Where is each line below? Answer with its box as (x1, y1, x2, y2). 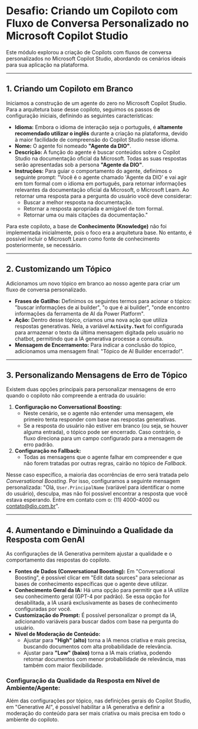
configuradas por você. (14, 606, 72, 613)
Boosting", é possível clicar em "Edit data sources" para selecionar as (14, 574, 184, 582)
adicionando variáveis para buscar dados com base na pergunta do (14, 618, 179, 625)
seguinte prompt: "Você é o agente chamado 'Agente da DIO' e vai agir (14, 173, 187, 180)
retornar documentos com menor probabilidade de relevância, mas (23, 656, 186, 663)
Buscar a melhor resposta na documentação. (23, 199, 133, 206)
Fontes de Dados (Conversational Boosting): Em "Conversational (14, 568, 175, 575)
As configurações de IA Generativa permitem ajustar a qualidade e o (6, 550, 173, 557)
